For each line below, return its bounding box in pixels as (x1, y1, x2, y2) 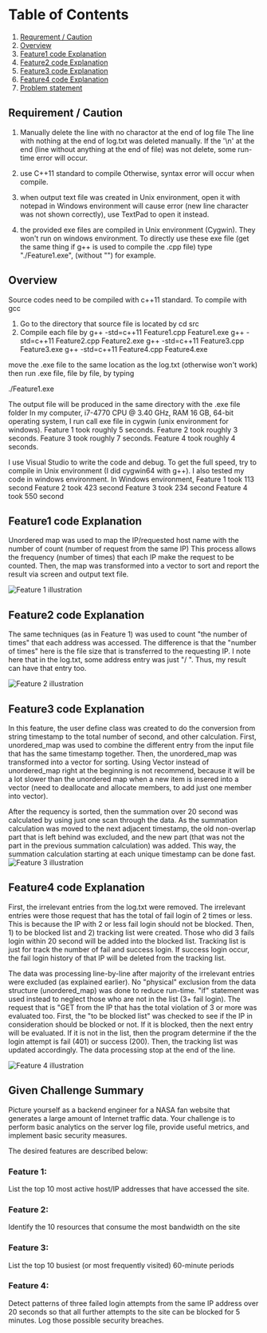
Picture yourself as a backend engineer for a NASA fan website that (8, 1105, 230, 1115)
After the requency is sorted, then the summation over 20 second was (8, 807, 238, 816)
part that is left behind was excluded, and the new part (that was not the (8, 832, 245, 841)
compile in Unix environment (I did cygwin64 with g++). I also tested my (8, 465, 245, 475)
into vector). (8, 792, 49, 800)
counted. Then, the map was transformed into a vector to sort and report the (8, 561, 260, 571)
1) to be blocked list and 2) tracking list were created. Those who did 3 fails (8, 928, 255, 937)
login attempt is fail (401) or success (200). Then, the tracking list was (8, 1036, 238, 1046)
